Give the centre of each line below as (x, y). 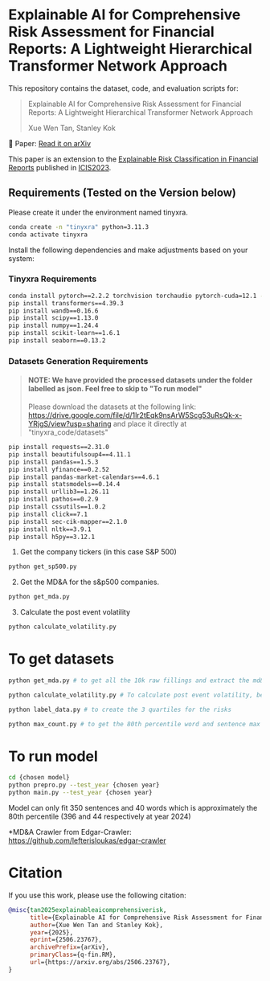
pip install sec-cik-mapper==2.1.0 (68, 521)
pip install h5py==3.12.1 (51, 537)
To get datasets (61, 659)
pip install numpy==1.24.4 (53, 326)
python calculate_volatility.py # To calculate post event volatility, (131, 695)
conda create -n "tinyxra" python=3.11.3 (79, 227)
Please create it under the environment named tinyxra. (98, 212)
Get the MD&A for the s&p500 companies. (89, 582)
